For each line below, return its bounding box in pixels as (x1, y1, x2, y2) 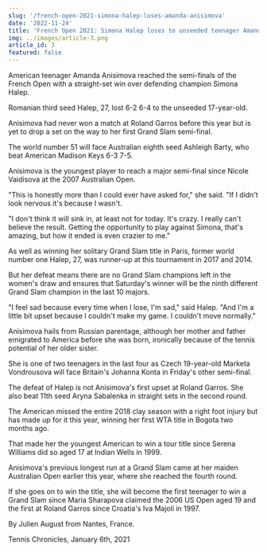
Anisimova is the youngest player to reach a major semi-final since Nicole (8, 166, 249, 175)
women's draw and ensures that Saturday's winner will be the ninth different (8, 279, 258, 288)
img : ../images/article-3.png (8, 33, 109, 42)
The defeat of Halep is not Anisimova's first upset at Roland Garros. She (8, 383, 244, 392)
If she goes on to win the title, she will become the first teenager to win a (8, 487, 246, 496)
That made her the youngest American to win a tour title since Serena (8, 439, 236, 448)
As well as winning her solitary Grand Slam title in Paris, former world (8, 246, 234, 256)
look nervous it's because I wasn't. (8, 198, 122, 208)
